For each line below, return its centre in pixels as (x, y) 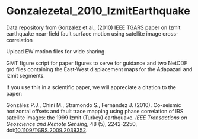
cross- (171, 33)
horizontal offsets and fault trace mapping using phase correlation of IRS (95, 111)
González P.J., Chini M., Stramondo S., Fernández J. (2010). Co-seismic (94, 105)
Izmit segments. (26, 75)
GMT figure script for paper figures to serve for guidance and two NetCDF (97, 63)
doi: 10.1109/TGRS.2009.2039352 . (47, 130)
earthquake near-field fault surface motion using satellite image (84, 33)
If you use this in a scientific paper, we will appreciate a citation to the (91, 87)
